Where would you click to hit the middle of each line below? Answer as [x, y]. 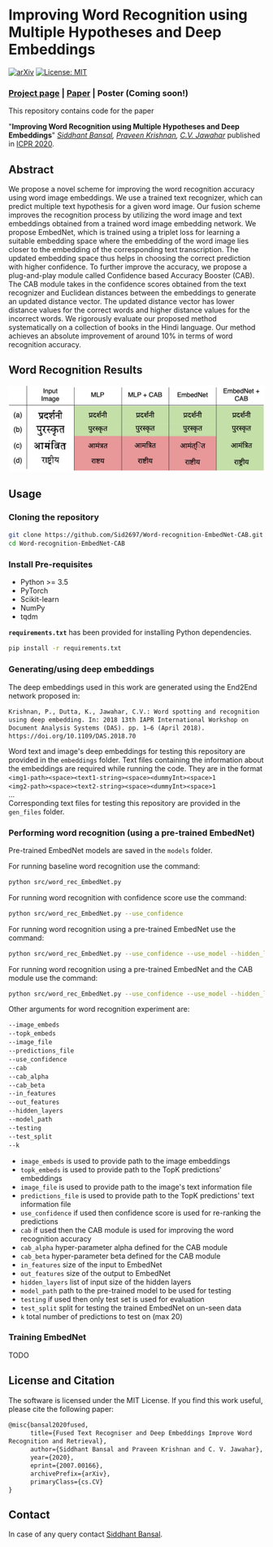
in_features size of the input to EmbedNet [91, 1264]
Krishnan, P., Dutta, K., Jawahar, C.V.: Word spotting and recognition [134, 712]
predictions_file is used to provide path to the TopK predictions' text [137, 1195]
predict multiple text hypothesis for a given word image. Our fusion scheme [134, 207]
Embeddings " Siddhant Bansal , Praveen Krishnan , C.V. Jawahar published [134, 135]
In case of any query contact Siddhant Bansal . [86, 1534]
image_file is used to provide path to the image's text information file [136, 1187]
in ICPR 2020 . [31, 144]
